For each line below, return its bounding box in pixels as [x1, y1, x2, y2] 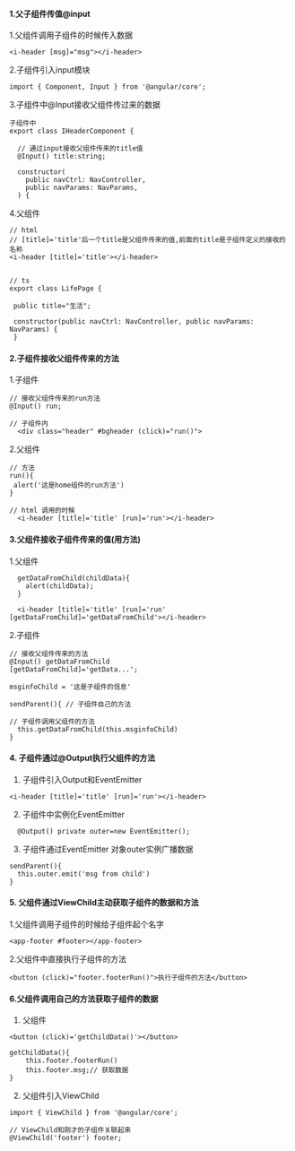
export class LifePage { [9, 284, 102, 293]
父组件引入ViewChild [22, 1090, 100, 1102]
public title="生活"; [13, 301, 91, 311]
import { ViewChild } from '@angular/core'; [9, 1108, 178, 1118]
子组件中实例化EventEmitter [22, 809, 126, 819]
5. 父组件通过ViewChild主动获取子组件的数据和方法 [9, 897, 199, 908]
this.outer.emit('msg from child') [17, 870, 151, 878]
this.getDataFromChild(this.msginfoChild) [17, 724, 178, 734]
